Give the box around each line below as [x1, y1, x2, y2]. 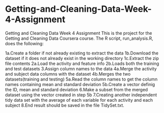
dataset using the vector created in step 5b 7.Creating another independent [5, 92, 157, 98]
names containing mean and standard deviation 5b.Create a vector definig [5, 81, 155, 87]
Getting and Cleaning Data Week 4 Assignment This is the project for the [5, 30, 152, 36]
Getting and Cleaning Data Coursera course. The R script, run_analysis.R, [5, 35, 153, 41]
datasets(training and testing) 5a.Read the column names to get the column [5, 76, 158, 82]
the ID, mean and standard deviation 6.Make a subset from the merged [5, 86, 148, 92]
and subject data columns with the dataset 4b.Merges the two [5, 71, 131, 77]
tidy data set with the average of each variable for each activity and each [5, 97, 153, 103]
